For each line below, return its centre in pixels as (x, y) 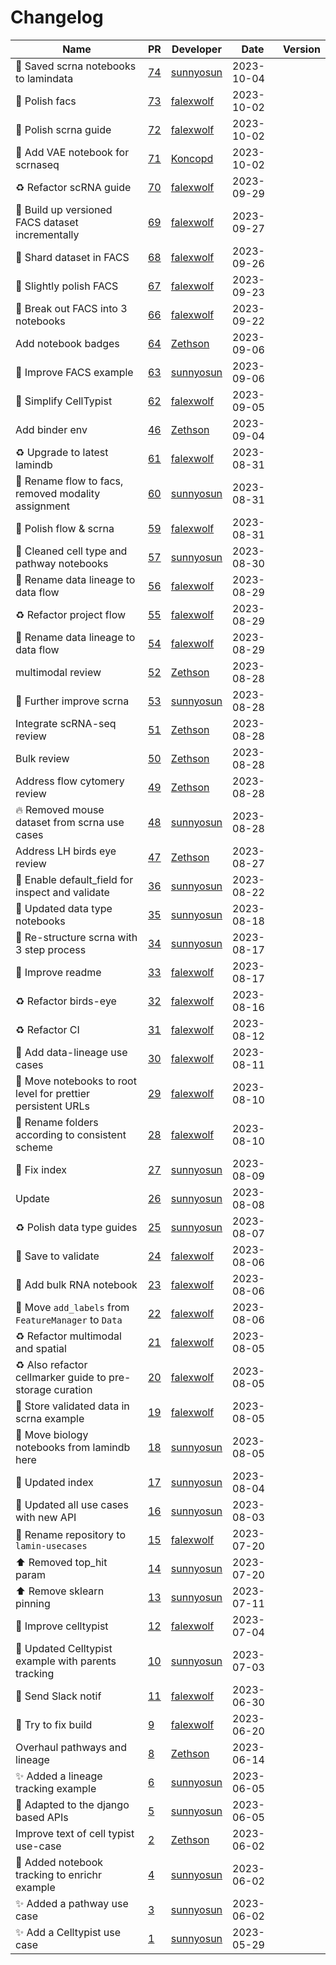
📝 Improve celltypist (62, 1626)
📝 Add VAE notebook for (72, 152)
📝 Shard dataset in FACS (72, 257)
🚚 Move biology (52, 1434)
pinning (33, 1603)
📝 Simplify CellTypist (64, 401)
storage (33, 1389)
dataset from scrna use (70, 822)
